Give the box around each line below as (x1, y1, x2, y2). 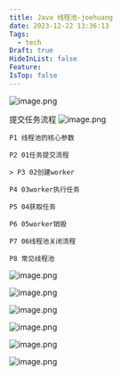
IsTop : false (9, 71, 58, 80)
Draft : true (9, 46, 53, 55)
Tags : (9, 29, 29, 38)
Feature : (9, 63, 42, 72)
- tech (17, 37, 42, 47)
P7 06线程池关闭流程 (9, 237, 77, 246)
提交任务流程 (9, 113, 56, 125)
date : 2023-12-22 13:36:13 (9, 21, 110, 30)
